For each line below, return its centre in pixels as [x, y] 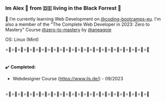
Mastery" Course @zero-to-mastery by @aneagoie [59, 30]
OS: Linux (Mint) [22, 39]
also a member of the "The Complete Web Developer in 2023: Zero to [77, 24]
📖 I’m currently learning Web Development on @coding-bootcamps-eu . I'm [83, 19]
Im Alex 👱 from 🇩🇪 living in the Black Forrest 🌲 [63, 8]
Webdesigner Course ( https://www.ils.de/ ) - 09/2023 [68, 79]
